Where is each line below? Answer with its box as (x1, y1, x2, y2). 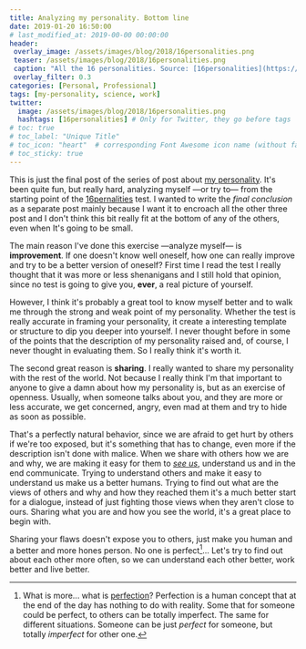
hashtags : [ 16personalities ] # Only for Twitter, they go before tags (17, 115, 291, 124)
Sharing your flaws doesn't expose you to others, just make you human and (9, 533, 293, 544)
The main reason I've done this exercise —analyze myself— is (9, 240, 242, 251)
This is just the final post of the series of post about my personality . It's (9, 174, 276, 185)
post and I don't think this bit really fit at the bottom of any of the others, (9, 212, 280, 223)
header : (9, 38, 39, 48)
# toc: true (9, 124, 55, 133)
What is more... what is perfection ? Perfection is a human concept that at (22, 590, 297, 602)
